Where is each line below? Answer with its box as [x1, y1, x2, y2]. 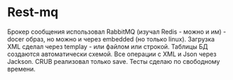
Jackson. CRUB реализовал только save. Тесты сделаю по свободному [7, 57, 220, 65]
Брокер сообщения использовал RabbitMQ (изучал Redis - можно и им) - [7, 27, 227, 36]
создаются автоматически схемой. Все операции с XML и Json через [7, 50, 217, 58]
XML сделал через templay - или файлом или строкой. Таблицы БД [7, 42, 209, 51]
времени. [7, 65, 36, 73]
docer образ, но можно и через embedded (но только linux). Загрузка [7, 34, 215, 43]
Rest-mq [7, 4, 59, 20]
